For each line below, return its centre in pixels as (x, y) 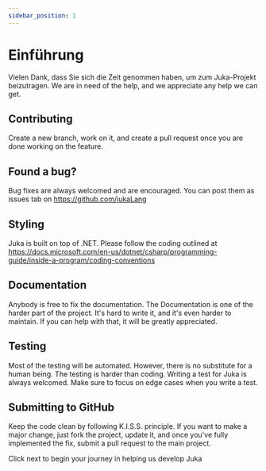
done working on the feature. (56, 146)
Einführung (46, 54)
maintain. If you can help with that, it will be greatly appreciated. (113, 321)
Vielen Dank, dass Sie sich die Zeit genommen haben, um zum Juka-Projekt (132, 77)
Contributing (40, 119)
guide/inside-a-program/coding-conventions (82, 260)
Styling (27, 224)
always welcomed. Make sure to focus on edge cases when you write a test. (133, 382)
